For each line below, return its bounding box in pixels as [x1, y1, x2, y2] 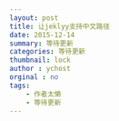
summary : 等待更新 [9, 38, 74, 48]
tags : [9, 81, 30, 90]
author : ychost [9, 65, 71, 74]
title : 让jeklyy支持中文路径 [9, 22, 111, 31]
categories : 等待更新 [9, 47, 86, 56]
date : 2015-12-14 [9, 30, 75, 39]
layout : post [9, 13, 59, 23]
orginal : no [9, 73, 59, 82]
